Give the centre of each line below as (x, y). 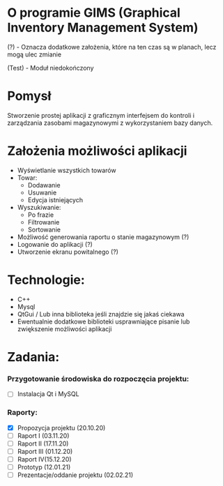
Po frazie (41, 215)
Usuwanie (42, 192)
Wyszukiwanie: (39, 207)
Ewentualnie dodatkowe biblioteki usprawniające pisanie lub (103, 321)
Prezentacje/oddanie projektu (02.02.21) (75, 475)
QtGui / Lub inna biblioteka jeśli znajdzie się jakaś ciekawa (101, 314)
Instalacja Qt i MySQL (48, 394)
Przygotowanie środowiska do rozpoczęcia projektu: (98, 379)
